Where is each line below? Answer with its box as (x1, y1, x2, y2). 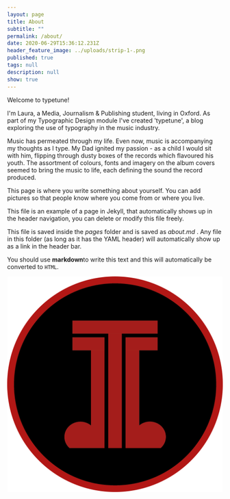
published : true (7, 55, 53, 62)
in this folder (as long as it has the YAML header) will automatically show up (7, 235, 220, 243)
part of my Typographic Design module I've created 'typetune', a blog (7, 116, 204, 125)
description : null (7, 68, 60, 75)
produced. (7, 173, 36, 181)
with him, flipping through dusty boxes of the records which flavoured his (7, 151, 214, 159)
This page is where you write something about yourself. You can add (7, 186, 201, 194)
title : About (7, 18, 44, 25)
